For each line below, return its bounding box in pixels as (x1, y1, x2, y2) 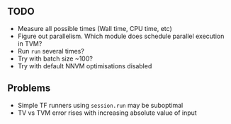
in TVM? (17, 39, 43, 48)
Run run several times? (17, 46, 85, 55)
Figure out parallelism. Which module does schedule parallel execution (17, 32, 225, 40)
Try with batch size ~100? (17, 54, 94, 63)
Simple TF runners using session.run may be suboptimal (17, 101, 184, 109)
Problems (7, 82, 51, 94)
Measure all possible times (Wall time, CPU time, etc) (17, 24, 172, 32)
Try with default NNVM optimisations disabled (17, 61, 152, 70)
